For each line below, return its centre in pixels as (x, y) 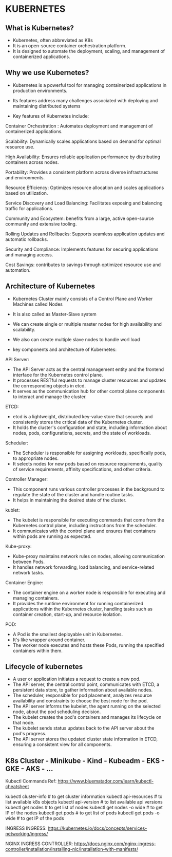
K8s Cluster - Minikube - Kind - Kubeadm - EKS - (85, 761)
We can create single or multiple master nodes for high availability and (87, 324)
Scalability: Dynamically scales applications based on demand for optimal (83, 141)
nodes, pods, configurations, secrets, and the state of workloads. (82, 433)
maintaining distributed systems (46, 106)
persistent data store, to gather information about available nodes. (83, 690)
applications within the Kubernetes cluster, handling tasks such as (83, 609)
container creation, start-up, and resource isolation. (67, 614)
